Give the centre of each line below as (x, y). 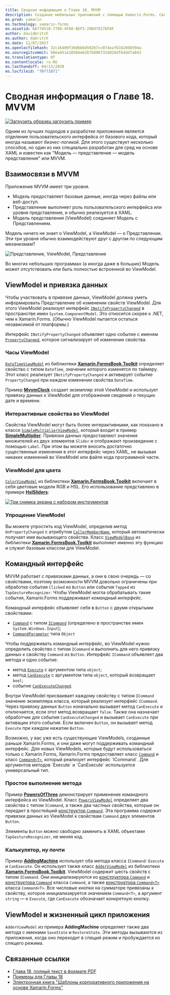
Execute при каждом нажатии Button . (45, 728)
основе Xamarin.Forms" (38, 987)
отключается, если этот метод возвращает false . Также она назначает (82, 711)
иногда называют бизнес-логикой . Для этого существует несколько (79, 142)
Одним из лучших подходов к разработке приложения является (75, 131)
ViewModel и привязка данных (56, 285)
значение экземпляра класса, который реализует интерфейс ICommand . (82, 701)
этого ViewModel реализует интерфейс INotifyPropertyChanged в (75, 308)
